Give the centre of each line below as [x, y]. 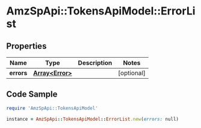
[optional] [132, 73]
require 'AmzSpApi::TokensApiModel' [52, 108]
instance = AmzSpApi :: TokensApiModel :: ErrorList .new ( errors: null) [93, 119]
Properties [26, 46]
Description [95, 63]
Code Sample [32, 94]
